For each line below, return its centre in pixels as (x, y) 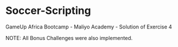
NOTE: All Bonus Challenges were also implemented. (69, 38)
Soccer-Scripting (48, 11)
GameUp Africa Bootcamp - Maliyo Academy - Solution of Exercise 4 (89, 27)
